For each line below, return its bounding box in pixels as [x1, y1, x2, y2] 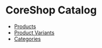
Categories [13, 35, 41, 42]
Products [13, 23, 36, 30]
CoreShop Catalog [5, 4, 97, 17]
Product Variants [13, 29, 55, 36]
